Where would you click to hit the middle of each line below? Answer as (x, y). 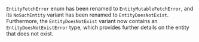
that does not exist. (30, 34)
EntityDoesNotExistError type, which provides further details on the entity (98, 27)
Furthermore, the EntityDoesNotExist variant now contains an (82, 21)
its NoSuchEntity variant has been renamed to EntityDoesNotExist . (88, 15)
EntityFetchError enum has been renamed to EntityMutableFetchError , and (100, 9)
